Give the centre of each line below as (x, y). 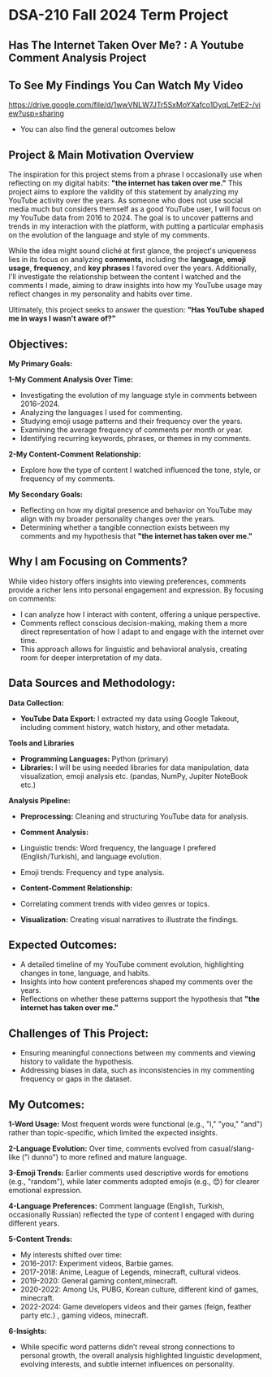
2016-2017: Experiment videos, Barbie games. (97, 1264)
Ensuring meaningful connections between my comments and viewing (138, 1053)
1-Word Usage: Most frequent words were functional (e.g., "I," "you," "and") (136, 1124)
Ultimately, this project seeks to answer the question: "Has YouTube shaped (136, 310)
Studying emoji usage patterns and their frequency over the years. (131, 422)
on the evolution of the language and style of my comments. (109, 235)
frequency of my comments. (67, 479)
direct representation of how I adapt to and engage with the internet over (142, 632)
